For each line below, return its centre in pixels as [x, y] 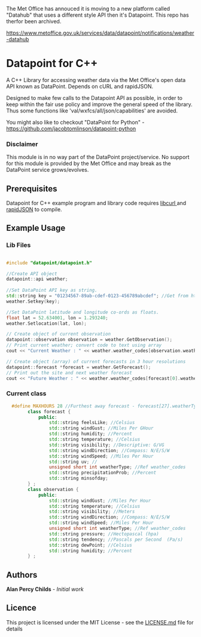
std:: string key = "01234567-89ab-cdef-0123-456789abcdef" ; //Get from [97, 296]
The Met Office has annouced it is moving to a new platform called [88, 9]
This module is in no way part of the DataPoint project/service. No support [98, 157]
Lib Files [19, 245]
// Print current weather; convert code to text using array [84, 345]
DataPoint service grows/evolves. [48, 170]
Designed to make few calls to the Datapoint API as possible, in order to [95, 97]
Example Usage [36, 228]
